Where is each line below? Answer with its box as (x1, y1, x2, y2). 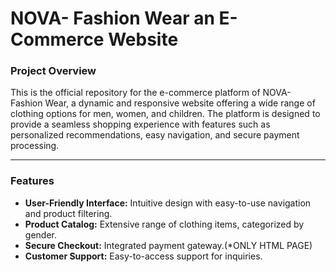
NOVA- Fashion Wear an (10, 7, 215, 30)
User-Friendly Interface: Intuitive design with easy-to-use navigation (24, 197, 312, 209)
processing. (10, 140, 60, 152)
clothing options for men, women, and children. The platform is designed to (10, 108, 321, 120)
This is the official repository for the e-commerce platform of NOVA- (10, 87, 292, 99)
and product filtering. (24, 207, 113, 219)
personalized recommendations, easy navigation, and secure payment (10, 129, 300, 141)
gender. (24, 228, 57, 241)
